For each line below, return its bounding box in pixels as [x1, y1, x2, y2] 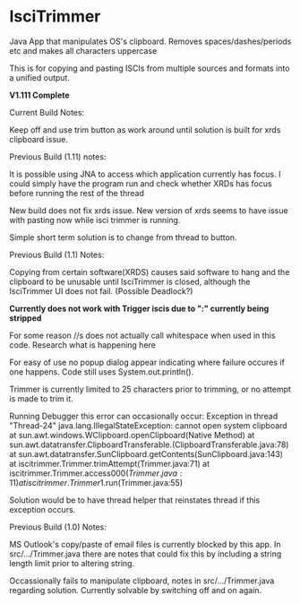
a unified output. [9, 72, 70, 82]
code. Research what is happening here [9, 339, 157, 350]
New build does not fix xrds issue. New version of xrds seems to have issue [9, 204, 288, 216]
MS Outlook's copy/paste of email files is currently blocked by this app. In [9, 539, 281, 549]
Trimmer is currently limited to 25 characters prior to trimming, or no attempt [9, 384, 291, 394]
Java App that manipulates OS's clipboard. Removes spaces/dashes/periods [9, 36, 292, 47]
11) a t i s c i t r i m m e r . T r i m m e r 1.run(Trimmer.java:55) [9, 477, 184, 488]
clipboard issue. [9, 134, 69, 144]
